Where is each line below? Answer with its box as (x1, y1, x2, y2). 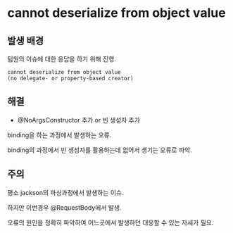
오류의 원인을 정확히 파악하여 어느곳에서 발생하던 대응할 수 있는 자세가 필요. (7, 218, 214, 227)
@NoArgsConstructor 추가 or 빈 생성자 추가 (17, 115, 141, 124)
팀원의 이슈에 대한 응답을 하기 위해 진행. (7, 55, 116, 63)
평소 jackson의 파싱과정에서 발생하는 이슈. (7, 188, 124, 196)
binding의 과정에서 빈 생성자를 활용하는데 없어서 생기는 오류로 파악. (7, 146, 192, 154)
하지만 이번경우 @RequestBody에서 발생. (7, 203, 122, 212)
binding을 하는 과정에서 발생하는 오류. (7, 130, 112, 139)
